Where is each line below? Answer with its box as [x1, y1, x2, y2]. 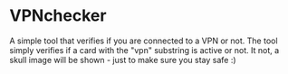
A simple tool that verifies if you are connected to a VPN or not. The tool [9, 35, 278, 46]
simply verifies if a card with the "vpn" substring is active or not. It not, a [9, 44, 280, 55]
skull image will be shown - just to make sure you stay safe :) [9, 54, 237, 65]
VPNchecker [9, 5, 107, 26]
